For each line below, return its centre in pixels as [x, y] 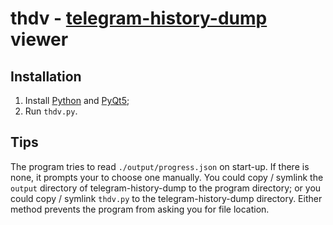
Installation [46, 76]
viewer [39, 39]
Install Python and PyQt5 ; [77, 100]
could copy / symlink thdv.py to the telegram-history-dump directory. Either [166, 198]
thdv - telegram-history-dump [139, 18]
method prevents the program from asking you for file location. [140, 209]
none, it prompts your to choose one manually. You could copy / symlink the [167, 177]
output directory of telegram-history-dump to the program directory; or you [166, 188]
